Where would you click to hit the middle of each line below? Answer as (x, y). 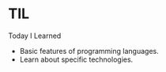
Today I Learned (35, 36)
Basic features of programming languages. (89, 51)
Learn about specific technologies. (76, 59)
